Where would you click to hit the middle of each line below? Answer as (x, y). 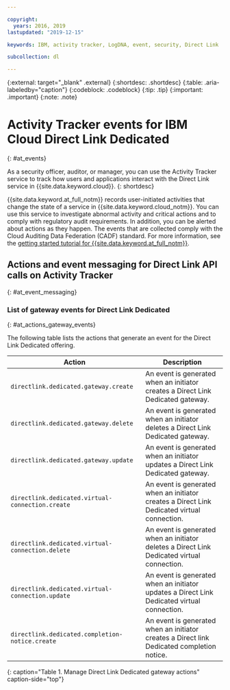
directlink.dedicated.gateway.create (72, 387)
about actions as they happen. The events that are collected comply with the (115, 229)
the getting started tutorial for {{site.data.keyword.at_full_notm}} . (98, 243)
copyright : (23, 19)
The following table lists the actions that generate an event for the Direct (109, 338)
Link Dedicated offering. (41, 345)
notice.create (34, 641)
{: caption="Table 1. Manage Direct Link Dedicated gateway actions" (103, 672)
